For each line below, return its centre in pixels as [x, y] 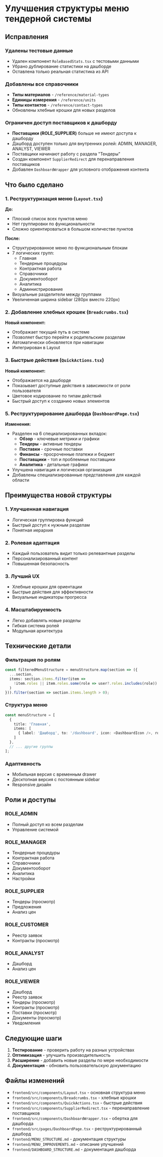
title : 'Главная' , [32, 724]
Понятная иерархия [33, 530]
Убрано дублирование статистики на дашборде [62, 66]
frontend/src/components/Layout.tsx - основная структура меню [79, 1092]
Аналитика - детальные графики [54, 464]
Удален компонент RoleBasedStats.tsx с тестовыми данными [75, 61]
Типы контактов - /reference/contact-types [57, 105]
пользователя [26, 391]
